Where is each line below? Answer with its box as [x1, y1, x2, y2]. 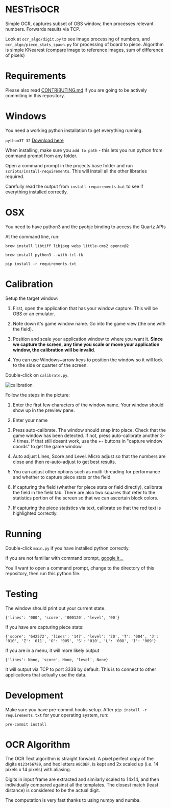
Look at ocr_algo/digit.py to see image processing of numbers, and [5, 36, 150, 42]
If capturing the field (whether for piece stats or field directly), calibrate [12, 484, 163, 490]
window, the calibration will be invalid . [12, 346, 95, 353]
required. [5, 173, 25, 180]
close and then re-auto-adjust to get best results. [12, 458, 116, 465]
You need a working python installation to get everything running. [5, 127, 143, 134]
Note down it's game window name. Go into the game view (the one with [12, 320, 166, 326]
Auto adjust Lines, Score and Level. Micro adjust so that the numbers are [12, 453, 166, 459]
